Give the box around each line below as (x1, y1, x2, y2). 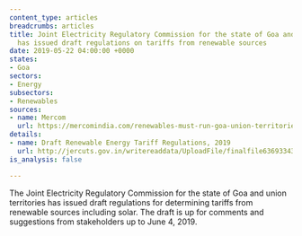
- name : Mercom (9, 113, 67, 122)
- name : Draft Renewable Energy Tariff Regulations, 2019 (9, 138, 231, 147)
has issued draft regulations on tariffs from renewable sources (17, 38, 268, 48)
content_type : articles (9, 13, 99, 22)
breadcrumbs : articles (9, 22, 94, 31)
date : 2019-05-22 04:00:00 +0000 (9, 47, 135, 56)
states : (9, 55, 39, 64)
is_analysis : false (9, 154, 83, 164)
